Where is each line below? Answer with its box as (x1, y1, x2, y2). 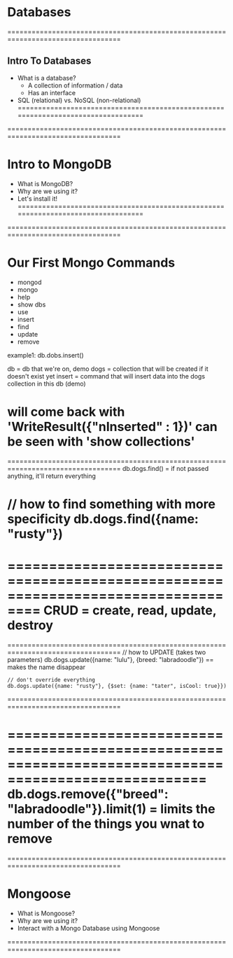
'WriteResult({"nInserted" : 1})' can (7, 418, 218, 435)
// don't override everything (7, 676, 96, 683)
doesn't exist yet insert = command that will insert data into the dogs (7, 372, 205, 380)
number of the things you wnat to (7, 816, 205, 831)
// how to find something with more (7, 496, 216, 512)
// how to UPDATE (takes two (122, 648, 206, 656)
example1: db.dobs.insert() (7, 351, 84, 359)
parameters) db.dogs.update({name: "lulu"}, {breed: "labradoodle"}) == (7, 655, 214, 663)
